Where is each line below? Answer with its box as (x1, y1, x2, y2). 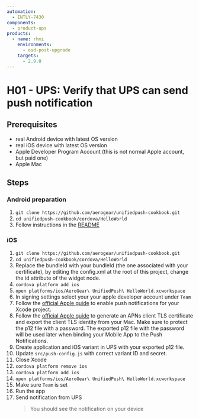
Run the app (15, 388, 46, 395)
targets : (17, 53, 39, 59)
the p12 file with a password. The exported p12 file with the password (15, 325, 185, 332)
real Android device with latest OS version (15, 135, 118, 142)
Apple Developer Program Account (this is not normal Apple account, (15, 148, 184, 155)
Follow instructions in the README (15, 221, 100, 228)
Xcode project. (15, 306, 52, 313)
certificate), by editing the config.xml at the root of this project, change (15, 268, 189, 276)
